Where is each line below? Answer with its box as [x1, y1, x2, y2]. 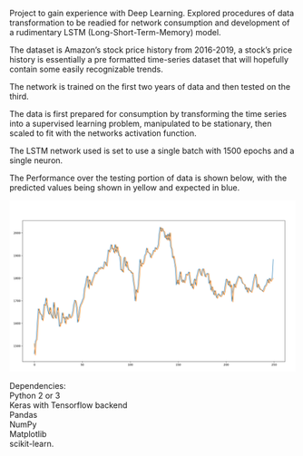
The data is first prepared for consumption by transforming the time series [9, 109, 288, 119]
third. [9, 91, 29, 102]
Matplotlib [9, 429, 47, 440]
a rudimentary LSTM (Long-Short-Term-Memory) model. [9, 27, 221, 37]
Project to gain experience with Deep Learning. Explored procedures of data [9, 8, 295, 18]
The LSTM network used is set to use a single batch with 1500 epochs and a [9, 145, 295, 156]
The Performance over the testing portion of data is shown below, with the [9, 172, 288, 183]
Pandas [9, 410, 38, 421]
